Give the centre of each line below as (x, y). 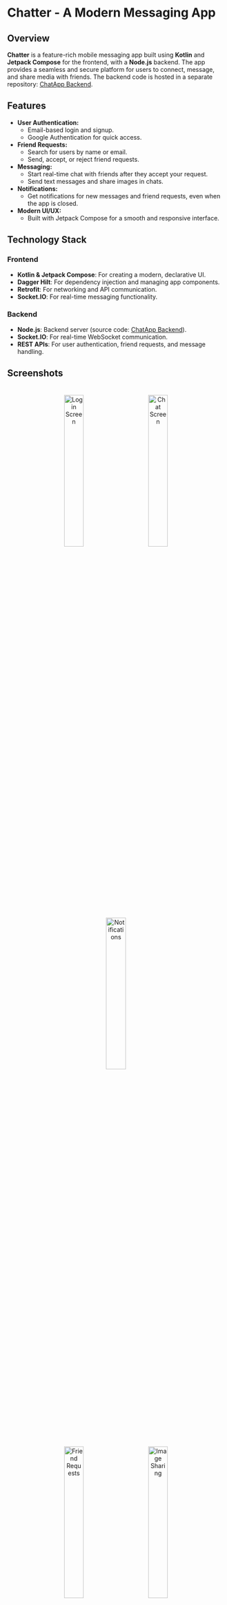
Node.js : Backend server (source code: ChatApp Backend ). (102, 329)
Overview (29, 38)
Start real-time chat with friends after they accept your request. (118, 173)
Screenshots (35, 374)
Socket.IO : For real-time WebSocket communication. (92, 337)
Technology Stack (47, 240)
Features (27, 106)
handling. (30, 351)
